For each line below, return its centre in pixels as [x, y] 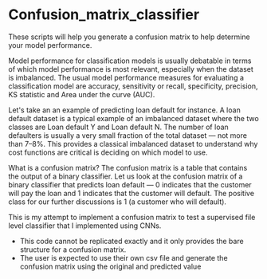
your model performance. [50, 45]
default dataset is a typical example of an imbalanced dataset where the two [133, 118]
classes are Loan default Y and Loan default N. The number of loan [118, 127]
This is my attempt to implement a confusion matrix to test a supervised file [132, 217]
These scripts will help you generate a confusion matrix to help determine [129, 37]
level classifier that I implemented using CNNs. [85, 226]
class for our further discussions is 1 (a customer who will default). [118, 202]
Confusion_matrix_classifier [104, 15]
